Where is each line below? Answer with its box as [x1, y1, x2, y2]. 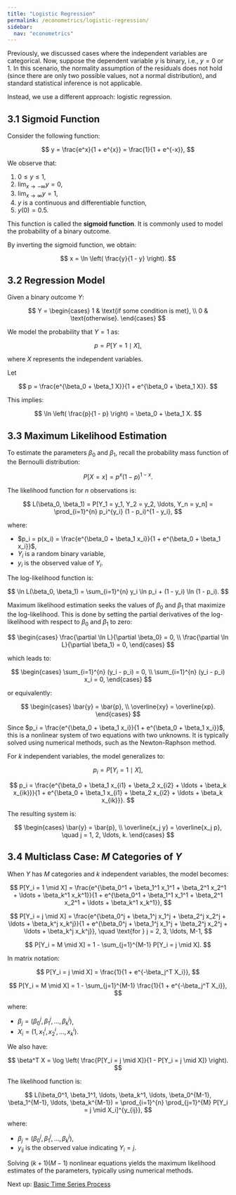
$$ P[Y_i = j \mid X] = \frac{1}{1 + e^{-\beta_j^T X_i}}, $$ [36, 967, 200, 976]
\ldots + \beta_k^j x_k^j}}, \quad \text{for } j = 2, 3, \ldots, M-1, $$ [23, 926, 213, 935]
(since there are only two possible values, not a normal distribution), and [7, 72, 217, 80]
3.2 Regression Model [7, 275, 105, 287]
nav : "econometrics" [13, 30, 74, 37]
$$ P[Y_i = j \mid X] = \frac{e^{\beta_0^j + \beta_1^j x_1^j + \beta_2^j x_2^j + [9, 912, 227, 920]
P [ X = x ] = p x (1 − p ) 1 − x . [83, 472, 153, 481]
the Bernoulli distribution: [7, 458, 81, 466]
